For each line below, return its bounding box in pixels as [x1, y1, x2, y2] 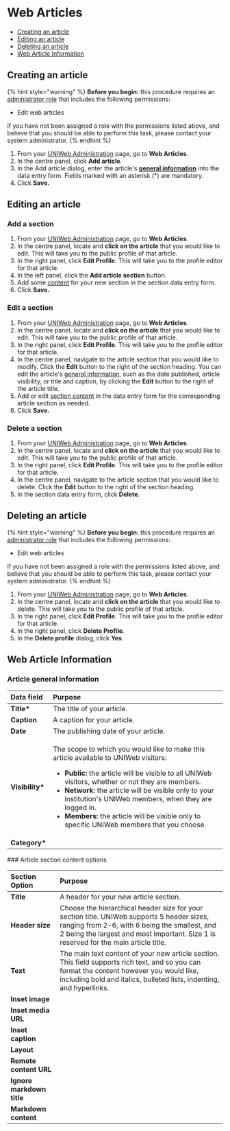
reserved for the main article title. [59, 937, 166, 947]
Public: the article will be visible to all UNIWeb [64, 768, 212, 778]
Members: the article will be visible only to [64, 811, 201, 820]
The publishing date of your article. [53, 726, 166, 736]
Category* [10, 838, 47, 847]
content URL [10, 1064, 52, 1074]
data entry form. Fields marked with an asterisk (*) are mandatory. [16, 171, 204, 179]
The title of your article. [53, 704, 128, 713]
